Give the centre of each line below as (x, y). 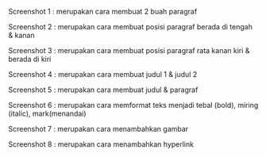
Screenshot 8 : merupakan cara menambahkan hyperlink (101, 144)
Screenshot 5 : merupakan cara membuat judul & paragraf (103, 90)
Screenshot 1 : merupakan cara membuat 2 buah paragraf (103, 11)
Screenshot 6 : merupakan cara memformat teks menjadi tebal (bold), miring (133, 105)
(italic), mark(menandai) (47, 113)
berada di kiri (30, 59)
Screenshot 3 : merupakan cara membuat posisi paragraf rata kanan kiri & (129, 50)
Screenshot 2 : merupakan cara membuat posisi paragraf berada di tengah (130, 27)
